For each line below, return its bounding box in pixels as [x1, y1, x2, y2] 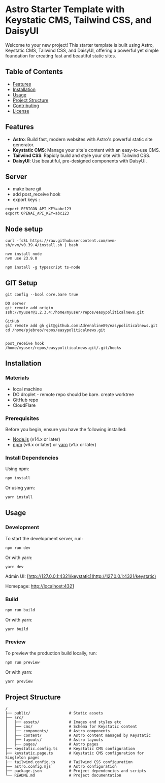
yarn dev [5, 564, 24, 569]
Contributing [12, 103, 39, 109]
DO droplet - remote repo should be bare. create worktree [12, 391, 135, 397]
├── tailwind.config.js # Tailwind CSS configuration [5, 760, 133, 765]
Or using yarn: [5, 485, 36, 491]
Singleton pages [5, 755, 40, 760]
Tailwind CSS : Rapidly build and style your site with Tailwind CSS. [12, 152, 151, 158]
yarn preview [5, 679, 33, 684]
